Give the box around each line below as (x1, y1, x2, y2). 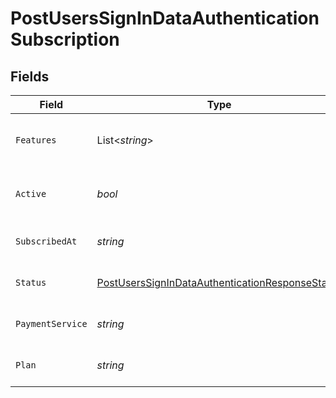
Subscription (10, 28, 120, 51)
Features (15, 135, 57, 146)
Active (15, 188, 47, 199)
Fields (10, 68, 50, 85)
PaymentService (15, 318, 88, 329)
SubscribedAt (15, 236, 78, 247)
